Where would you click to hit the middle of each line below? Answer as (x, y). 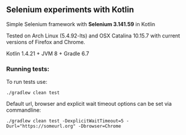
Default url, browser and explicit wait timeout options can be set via (89, 104)
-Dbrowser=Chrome (100, 126)
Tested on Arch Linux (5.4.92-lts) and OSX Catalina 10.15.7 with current (93, 36)
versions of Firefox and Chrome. (46, 42)
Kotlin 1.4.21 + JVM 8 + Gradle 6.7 (48, 54)
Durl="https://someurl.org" (41, 126)
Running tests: (28, 69)
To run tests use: (27, 82)
